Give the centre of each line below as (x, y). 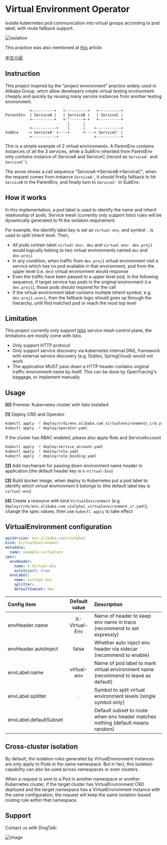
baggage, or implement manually (46, 377)
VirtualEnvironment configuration (58, 526)
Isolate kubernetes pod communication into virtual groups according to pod (83, 23)
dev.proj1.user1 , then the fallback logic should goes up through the (82, 297)
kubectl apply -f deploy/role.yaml (42, 451)
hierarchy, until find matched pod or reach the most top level (74, 303)
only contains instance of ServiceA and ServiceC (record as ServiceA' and (82, 156)
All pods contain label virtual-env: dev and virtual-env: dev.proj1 (82, 245)
